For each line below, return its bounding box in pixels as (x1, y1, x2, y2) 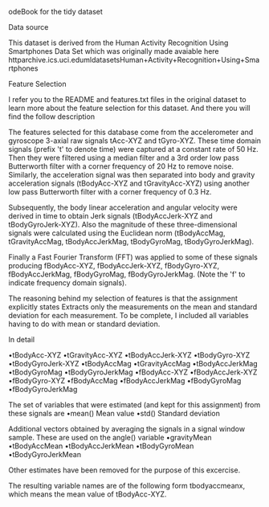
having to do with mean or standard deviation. (8, 319, 161, 329)
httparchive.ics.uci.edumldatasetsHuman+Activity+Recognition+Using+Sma (8, 55, 260, 64)
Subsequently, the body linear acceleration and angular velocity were (8, 202, 238, 212)
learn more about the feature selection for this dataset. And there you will (8, 104, 251, 112)
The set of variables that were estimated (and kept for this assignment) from (8, 400, 261, 409)
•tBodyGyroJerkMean (8, 450, 82, 459)
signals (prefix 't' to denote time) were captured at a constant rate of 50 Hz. (8, 145, 259, 153)
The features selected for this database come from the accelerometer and (8, 128, 254, 137)
